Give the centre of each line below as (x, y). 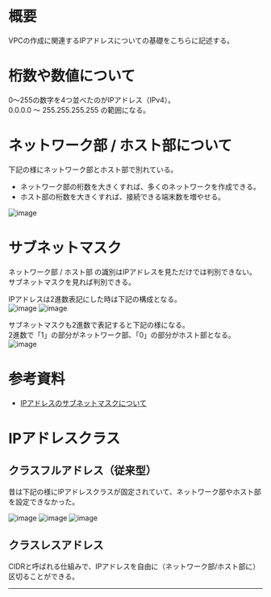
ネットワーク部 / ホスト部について (120, 146)
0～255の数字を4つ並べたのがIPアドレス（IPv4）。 (92, 100)
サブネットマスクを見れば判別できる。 (72, 282)
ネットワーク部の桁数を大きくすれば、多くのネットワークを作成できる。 (140, 186)
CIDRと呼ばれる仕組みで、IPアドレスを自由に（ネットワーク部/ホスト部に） (134, 566)
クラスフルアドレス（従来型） (83, 471)
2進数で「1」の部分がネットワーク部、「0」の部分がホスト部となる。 (122, 335)
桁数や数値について (72, 76)
